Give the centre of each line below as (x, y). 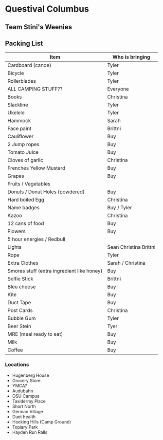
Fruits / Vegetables (29, 184)
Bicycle (16, 73)
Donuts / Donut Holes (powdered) (46, 192)
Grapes (16, 176)
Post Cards (20, 311)
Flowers (17, 231)
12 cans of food (26, 223)
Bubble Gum (22, 318)
